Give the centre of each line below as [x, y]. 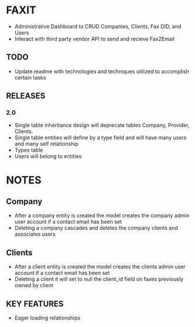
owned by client [34, 285]
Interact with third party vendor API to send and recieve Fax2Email [94, 39]
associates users [35, 234]
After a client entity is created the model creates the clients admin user [100, 267]
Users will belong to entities [48, 156]
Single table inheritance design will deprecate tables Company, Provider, [102, 125]
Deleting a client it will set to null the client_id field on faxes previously [99, 279]
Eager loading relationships [47, 318]
